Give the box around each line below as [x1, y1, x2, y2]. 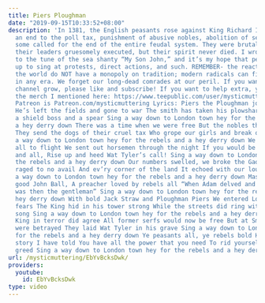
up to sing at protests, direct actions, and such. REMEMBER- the [15, 63, 238, 71]
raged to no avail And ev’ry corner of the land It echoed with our [15, 166, 245, 174]
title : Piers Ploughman [8, 11, 87, 20]
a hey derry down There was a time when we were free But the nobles [15, 122, 248, 129]
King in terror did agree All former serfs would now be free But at [15, 217, 248, 225]
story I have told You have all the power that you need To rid [15, 239, 231, 247]
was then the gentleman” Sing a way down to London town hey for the [15, 187, 248, 196]
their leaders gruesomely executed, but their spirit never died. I [15, 48, 245, 56]
